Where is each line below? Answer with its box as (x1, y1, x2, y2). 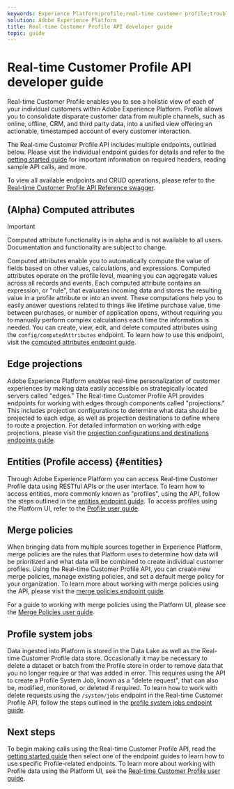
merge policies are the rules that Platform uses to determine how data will (7, 550, 219, 558)
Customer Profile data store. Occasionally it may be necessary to (21, 654, 208, 662)
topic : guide (7, 29, 45, 37)
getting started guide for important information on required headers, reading (7, 155, 226, 164)
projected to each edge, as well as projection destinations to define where (7, 414, 220, 422)
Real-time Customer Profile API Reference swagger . (7, 184, 156, 192)
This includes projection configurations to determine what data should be (7, 406, 218, 414)
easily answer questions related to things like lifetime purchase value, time (7, 301, 221, 309)
